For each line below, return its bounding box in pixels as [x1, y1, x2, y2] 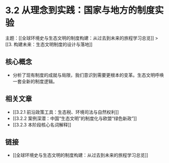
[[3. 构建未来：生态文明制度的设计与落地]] [5, 41, 93, 47]
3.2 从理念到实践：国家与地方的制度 [5, 5, 155, 16]
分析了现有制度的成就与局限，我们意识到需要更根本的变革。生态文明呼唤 [12, 72, 164, 78]
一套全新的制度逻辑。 [12, 78, 57, 84]
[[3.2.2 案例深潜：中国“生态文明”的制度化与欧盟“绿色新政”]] [12, 115, 137, 121]
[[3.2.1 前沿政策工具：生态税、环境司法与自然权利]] [12, 109, 119, 115]
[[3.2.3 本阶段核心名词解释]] [12, 121, 72, 128]
